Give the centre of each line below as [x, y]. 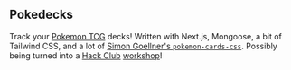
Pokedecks [42, 15]
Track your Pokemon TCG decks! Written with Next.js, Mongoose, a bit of [146, 36]
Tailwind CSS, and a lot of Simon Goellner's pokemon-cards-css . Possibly [143, 46]
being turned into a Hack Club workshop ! [86, 55]
